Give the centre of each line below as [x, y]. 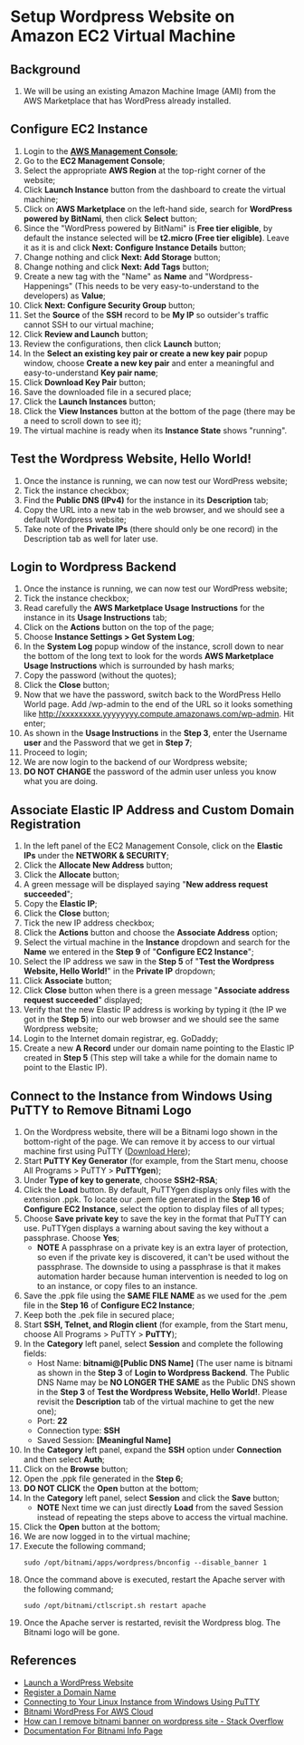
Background [45, 69]
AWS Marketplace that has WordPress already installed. [127, 101]
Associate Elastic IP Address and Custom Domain [152, 810]
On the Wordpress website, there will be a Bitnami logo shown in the [151, 1132]
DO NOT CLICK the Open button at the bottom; [111, 1488]
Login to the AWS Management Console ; [101, 150]
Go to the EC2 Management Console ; [94, 160]
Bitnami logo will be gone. [71, 1633]
